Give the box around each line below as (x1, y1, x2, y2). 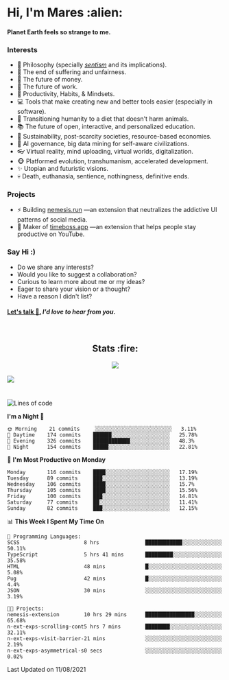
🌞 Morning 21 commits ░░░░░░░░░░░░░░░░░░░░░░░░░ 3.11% (7, 425, 197, 432)
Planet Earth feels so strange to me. (7, 27, 111, 36)
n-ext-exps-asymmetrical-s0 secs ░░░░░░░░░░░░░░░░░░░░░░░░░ (7, 647, 223, 654)
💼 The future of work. (16, 82, 78, 91)
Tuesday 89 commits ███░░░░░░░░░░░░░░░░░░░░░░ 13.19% (7, 475, 197, 482)
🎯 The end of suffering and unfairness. (16, 68, 127, 76)
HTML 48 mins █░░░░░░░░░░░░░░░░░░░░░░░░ (7, 563, 223, 570)
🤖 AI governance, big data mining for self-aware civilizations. (16, 139, 190, 148)
